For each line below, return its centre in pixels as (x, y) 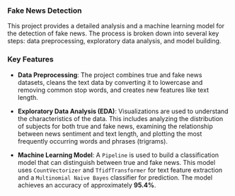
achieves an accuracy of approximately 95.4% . (87, 185)
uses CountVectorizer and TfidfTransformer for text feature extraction (120, 170)
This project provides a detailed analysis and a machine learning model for (116, 26)
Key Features (31, 59)
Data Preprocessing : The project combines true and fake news (110, 75)
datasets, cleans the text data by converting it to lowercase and (110, 82)
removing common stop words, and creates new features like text (113, 90)
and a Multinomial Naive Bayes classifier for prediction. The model (115, 177)
